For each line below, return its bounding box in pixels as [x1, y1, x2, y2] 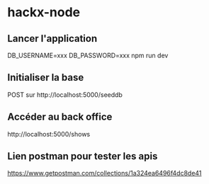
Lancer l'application [7, 33, 98, 45]
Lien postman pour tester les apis [7, 150, 158, 163]
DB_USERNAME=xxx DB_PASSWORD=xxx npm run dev [7, 51, 169, 59]
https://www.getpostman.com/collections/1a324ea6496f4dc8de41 [7, 169, 202, 178]
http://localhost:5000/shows [7, 130, 91, 138]
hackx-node [7, 4, 81, 21]
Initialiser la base [7, 71, 84, 84]
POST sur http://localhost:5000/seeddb [7, 90, 123, 99]
